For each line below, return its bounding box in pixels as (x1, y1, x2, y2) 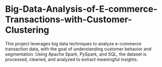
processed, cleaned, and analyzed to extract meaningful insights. (5, 56, 138, 62)
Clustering (5, 25, 49, 35)
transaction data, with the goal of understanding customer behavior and (5, 46, 152, 52)
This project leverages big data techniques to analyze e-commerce (5, 40, 142, 46)
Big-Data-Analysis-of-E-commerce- (5, 3, 158, 15)
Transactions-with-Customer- (5, 14, 132, 25)
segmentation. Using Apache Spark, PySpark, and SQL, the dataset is (5, 51, 147, 57)
